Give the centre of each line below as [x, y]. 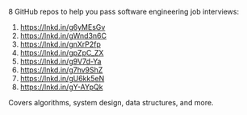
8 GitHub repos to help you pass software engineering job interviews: [124, 12]
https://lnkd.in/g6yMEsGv [63, 27]
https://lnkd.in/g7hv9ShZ [61, 70]
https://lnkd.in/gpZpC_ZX [62, 53]
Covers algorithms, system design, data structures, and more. [111, 103]
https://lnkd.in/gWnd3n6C [63, 36]
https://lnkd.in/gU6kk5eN [62, 78]
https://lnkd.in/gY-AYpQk [61, 87]
